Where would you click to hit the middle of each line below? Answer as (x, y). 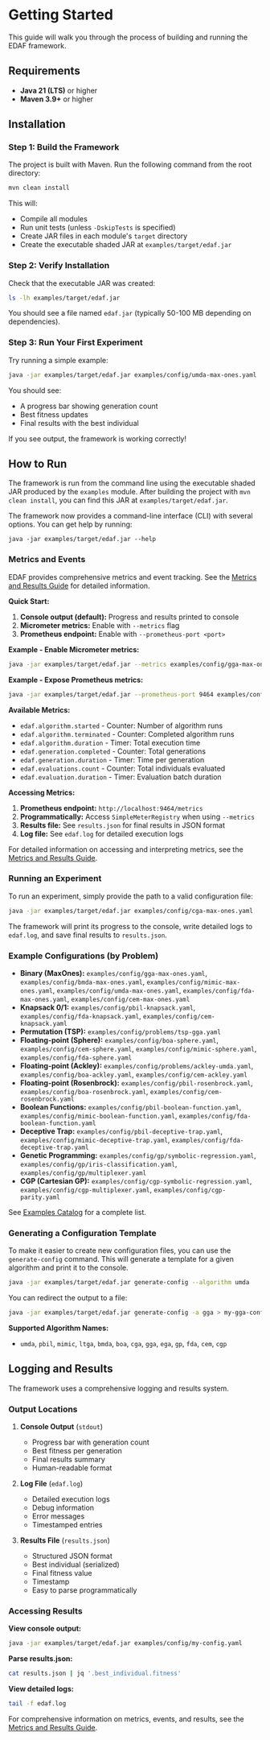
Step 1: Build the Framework (64, 147)
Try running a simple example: (58, 360)
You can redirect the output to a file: (68, 1298)
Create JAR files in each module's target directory (104, 236)
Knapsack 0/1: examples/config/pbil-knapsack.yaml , (108, 1007)
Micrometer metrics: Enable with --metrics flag (100, 625)
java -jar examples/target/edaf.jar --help (82, 539)
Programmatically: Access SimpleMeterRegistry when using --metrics (137, 816)
